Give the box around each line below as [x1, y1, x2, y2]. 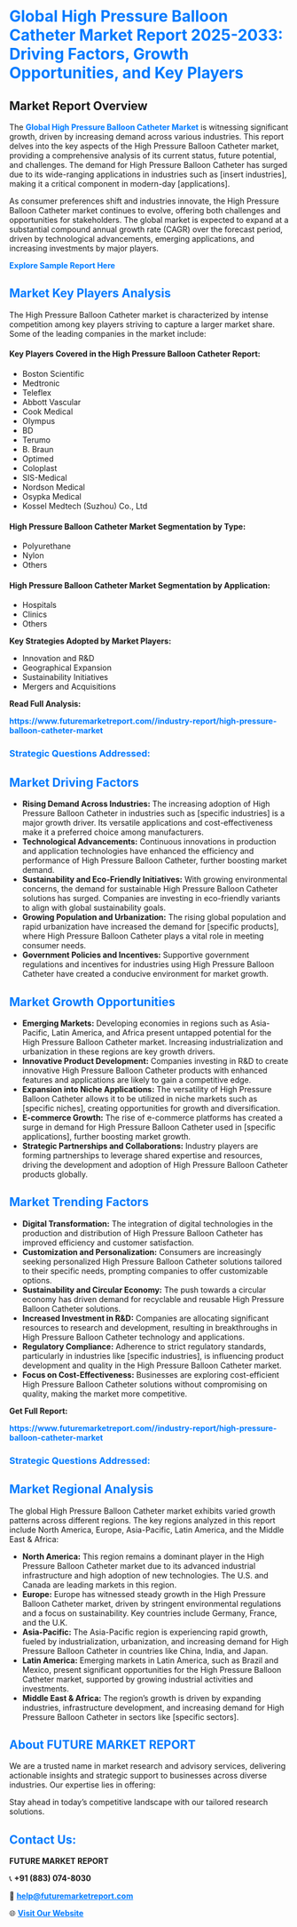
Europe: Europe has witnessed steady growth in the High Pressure [21, 1588, 266, 1599]
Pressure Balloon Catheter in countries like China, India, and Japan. [21, 1645, 269, 1656]
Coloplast [21, 463, 58, 474]
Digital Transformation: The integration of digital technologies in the [21, 1218, 273, 1228]
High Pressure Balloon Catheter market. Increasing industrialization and [21, 1036, 284, 1047]
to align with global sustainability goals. [21, 902, 167, 913]
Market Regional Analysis [9, 1482, 154, 1497]
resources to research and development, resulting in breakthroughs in [21, 1322, 277, 1332]
